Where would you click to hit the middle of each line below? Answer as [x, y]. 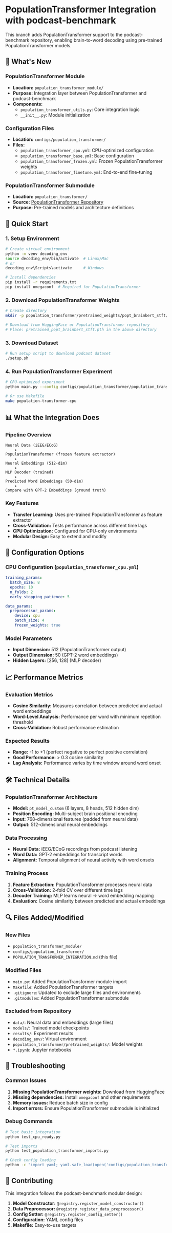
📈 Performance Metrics [44, 677]
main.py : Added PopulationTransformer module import [70, 981]
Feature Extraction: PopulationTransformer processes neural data [82, 885]
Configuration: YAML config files [48, 1220]
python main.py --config [32, 387]
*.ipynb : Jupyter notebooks [42, 1050]
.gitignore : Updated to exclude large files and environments [77, 992]
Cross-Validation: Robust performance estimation [66, 727]
